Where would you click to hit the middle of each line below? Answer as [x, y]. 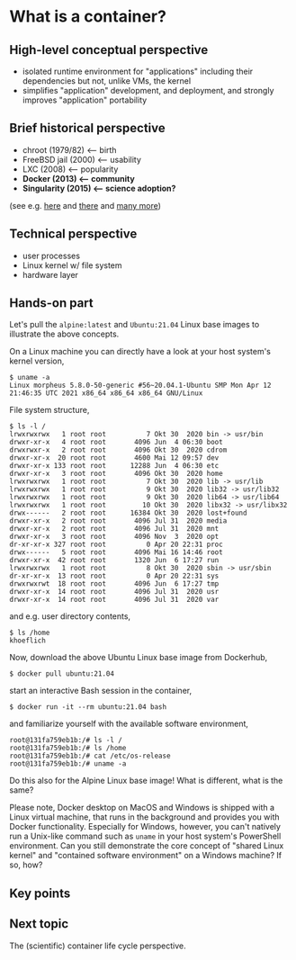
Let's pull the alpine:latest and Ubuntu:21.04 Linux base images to [135, 325]
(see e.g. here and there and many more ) [85, 205]
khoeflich [28, 641]
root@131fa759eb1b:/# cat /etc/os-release [90, 756]
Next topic [39, 924]
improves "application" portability [85, 100]
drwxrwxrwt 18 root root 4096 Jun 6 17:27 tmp [114, 584]
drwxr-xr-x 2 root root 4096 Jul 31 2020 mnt [114, 529]
